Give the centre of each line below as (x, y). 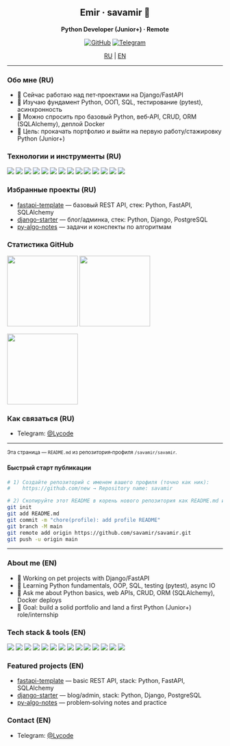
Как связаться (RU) (41, 418)
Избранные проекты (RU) (52, 190)
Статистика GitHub (40, 244)
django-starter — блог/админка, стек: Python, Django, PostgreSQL (112, 219)
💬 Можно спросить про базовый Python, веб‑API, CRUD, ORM (107, 117)
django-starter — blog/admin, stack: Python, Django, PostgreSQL (109, 695)
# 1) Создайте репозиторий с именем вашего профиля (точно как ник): (108, 482)
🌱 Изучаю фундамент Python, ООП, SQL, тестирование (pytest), (110, 102)
